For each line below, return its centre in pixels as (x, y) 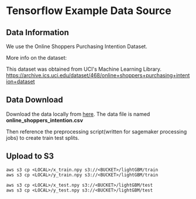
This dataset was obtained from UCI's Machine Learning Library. (84, 69)
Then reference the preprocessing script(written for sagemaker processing (97, 131)
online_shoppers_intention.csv (45, 120)
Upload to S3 (30, 156)
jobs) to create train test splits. (43, 138)
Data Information (37, 32)
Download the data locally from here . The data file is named (78, 114)
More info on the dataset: (37, 58)
